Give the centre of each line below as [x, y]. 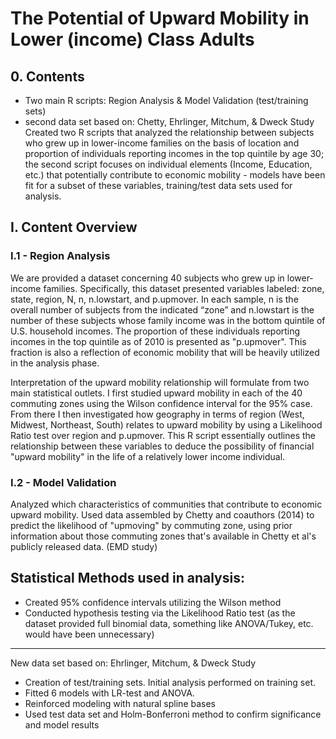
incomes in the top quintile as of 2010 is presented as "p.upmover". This [158, 341]
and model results [62, 724]
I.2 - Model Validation [63, 482]
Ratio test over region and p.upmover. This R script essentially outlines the [163, 435]
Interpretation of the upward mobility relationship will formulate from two [160, 382]
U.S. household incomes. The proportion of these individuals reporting [155, 331]
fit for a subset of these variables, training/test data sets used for [158, 185]
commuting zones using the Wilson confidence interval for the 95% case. [161, 403]
